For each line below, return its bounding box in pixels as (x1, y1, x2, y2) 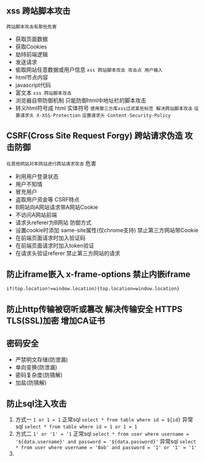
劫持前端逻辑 (15, 50, 48, 58)
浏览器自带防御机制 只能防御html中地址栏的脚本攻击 (15, 96, 147, 104)
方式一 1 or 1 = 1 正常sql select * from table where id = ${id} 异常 (15, 416, 193, 423)
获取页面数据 (15, 35, 48, 42)
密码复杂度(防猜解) (15, 371, 63, 378)
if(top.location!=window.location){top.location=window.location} (6, 286, 180, 292)
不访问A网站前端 (15, 211, 57, 218)
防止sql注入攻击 (6, 399, 67, 409)
